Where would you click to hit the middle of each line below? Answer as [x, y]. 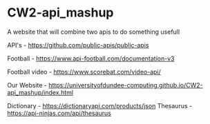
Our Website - [27, 85]
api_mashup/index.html [40, 92]
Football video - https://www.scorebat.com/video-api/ [84, 72]
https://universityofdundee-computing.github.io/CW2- [125, 85]
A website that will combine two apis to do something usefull [94, 32]
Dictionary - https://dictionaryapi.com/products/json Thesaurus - [99, 105]
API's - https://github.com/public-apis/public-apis [78, 45]
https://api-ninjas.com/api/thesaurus [59, 113]
